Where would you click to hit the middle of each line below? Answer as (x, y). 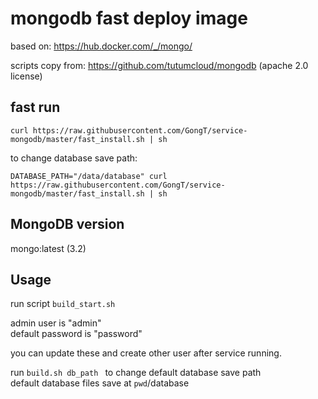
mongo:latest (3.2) (48, 248)
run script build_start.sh (63, 304)
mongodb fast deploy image (129, 18)
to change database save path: (74, 158)
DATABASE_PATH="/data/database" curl (89, 176)
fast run (35, 107)
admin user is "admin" (56, 323)
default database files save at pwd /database (100, 383)
